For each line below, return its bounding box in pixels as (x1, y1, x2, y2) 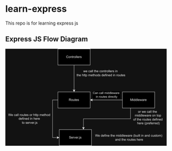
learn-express (5, 3, 67, 15)
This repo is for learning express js (5, 20, 78, 26)
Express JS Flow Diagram (5, 35, 88, 44)
